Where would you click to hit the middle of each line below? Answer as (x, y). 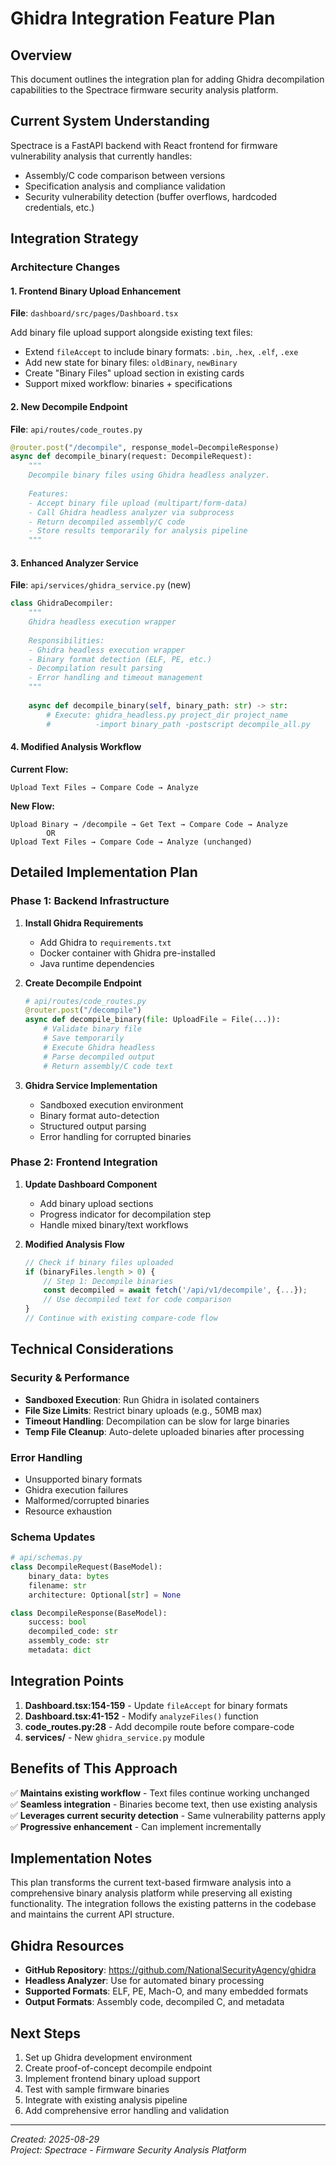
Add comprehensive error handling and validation (127, 2111)
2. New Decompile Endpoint (69, 406)
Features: (49, 493)
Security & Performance (70, 1378)
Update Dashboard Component (91, 1184)
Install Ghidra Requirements (84, 923)
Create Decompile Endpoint (83, 983)
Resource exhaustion (68, 1511)
